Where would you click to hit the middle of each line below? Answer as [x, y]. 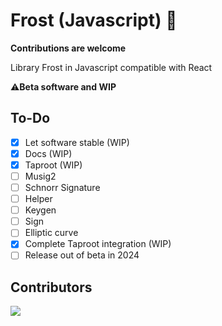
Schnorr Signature [62, 187]
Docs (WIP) [48, 153]
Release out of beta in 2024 [82, 255]
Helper [38, 199]
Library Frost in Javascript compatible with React [111, 67]
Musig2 [40, 176]
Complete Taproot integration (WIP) [98, 244]
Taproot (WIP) [53, 165]
